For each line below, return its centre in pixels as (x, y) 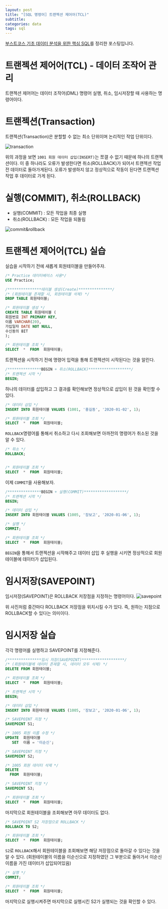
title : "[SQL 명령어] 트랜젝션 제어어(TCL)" (47, 15)
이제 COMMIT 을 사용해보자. (30, 482)
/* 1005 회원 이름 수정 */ (30, 733)
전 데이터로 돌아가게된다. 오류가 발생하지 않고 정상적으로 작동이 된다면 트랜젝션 (82, 170)
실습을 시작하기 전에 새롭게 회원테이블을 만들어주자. (55, 266)
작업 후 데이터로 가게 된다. (31, 176)
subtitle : (16, 19)
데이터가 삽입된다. (40, 559)
